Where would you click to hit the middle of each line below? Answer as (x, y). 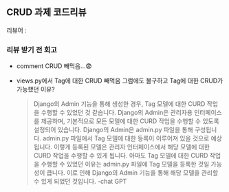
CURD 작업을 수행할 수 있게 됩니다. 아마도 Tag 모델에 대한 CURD (121, 156)
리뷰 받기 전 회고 (32, 50)
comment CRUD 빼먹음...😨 (54, 66)
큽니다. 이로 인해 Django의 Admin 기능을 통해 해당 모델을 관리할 (132, 173)
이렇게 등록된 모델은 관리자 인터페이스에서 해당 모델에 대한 (132, 147)
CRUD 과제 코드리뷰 (46, 12)
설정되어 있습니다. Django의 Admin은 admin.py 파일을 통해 (113, 130)
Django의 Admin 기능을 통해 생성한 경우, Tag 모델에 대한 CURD (119, 104)
